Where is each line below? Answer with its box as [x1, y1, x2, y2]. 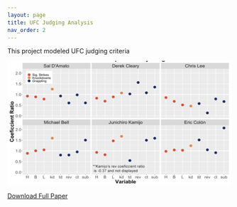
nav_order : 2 [7, 26, 46, 33]
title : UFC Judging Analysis [7, 18, 94, 26]
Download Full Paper [7, 192, 68, 201]
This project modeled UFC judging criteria [7, 47, 130, 55]
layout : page [7, 11, 46, 18]
